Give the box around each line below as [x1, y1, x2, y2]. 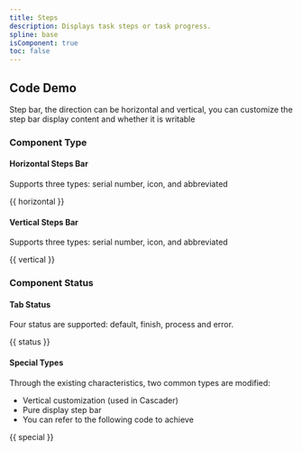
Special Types [9, 357, 64, 368]
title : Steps [9, 13, 59, 23]
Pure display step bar [22, 404, 102, 415]
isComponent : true [9, 38, 78, 48]
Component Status [9, 277, 95, 290]
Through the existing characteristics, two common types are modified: [9, 377, 270, 388]
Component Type [9, 136, 87, 149]
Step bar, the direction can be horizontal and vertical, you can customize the [9, 104, 293, 115]
